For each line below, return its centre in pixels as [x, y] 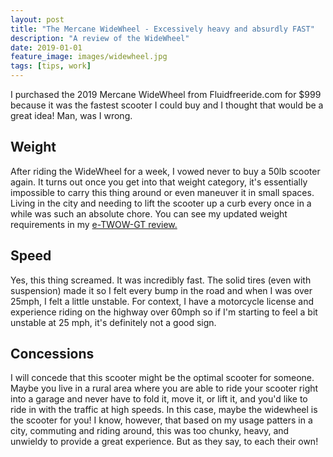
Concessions [52, 354]
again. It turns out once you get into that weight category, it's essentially [159, 182]
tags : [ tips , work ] [51, 66]
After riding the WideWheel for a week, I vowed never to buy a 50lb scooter [165, 171]
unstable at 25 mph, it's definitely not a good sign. [113, 322]
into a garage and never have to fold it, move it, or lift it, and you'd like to [159, 399]
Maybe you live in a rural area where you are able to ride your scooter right [164, 388]
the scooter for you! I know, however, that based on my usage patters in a [161, 420]
